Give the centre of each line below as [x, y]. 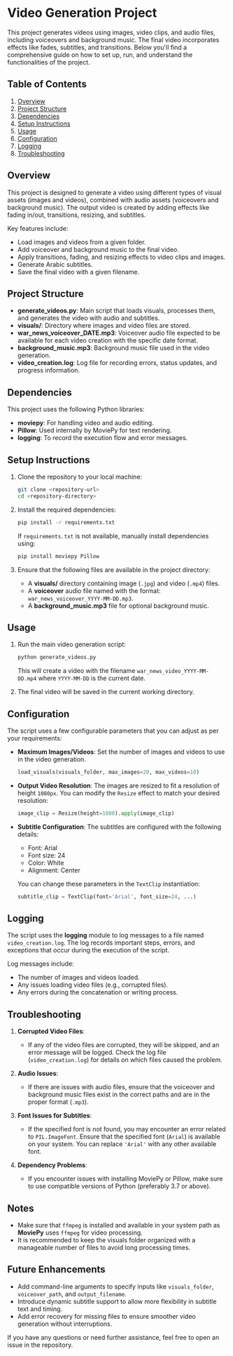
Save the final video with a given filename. [78, 272]
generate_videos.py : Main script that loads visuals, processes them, [116, 311]
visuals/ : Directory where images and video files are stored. [104, 326]
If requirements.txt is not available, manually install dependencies [113, 536]
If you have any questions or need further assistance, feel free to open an [113, 1337]
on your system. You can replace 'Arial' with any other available [122, 1144]
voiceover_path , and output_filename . [72, 1294]
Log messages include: [41, 964]
